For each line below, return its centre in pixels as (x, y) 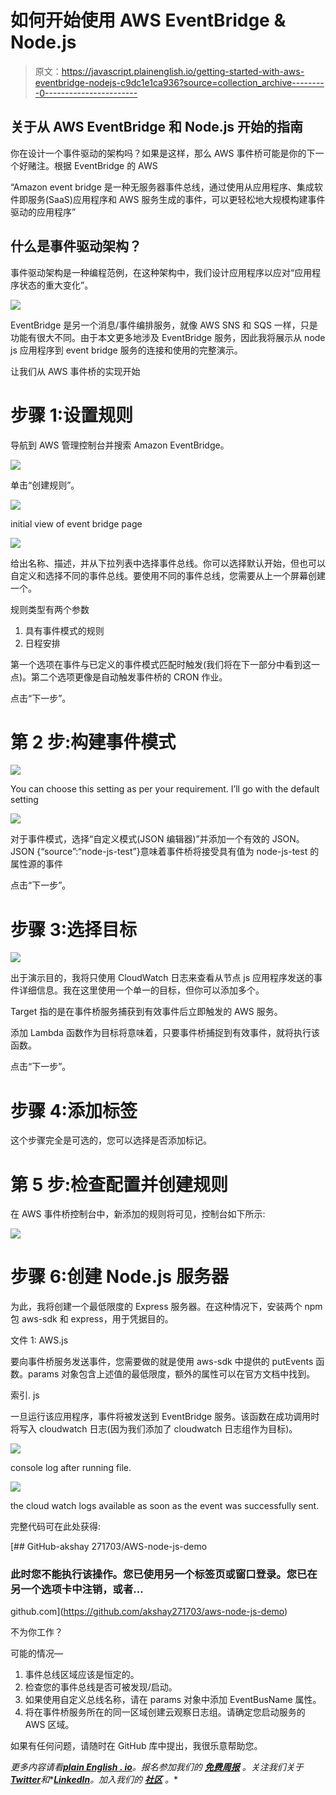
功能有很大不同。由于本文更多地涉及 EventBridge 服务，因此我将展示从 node (168, 337)
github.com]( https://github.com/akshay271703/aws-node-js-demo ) (149, 1612)
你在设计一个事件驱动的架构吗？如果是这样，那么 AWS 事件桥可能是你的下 (163, 153)
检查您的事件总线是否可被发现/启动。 (101, 1687)
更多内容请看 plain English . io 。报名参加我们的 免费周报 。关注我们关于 (157, 1767)
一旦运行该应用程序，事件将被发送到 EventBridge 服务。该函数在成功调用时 (165, 1417)
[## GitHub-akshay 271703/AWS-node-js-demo (109, 1547)
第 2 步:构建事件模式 (93, 742)
